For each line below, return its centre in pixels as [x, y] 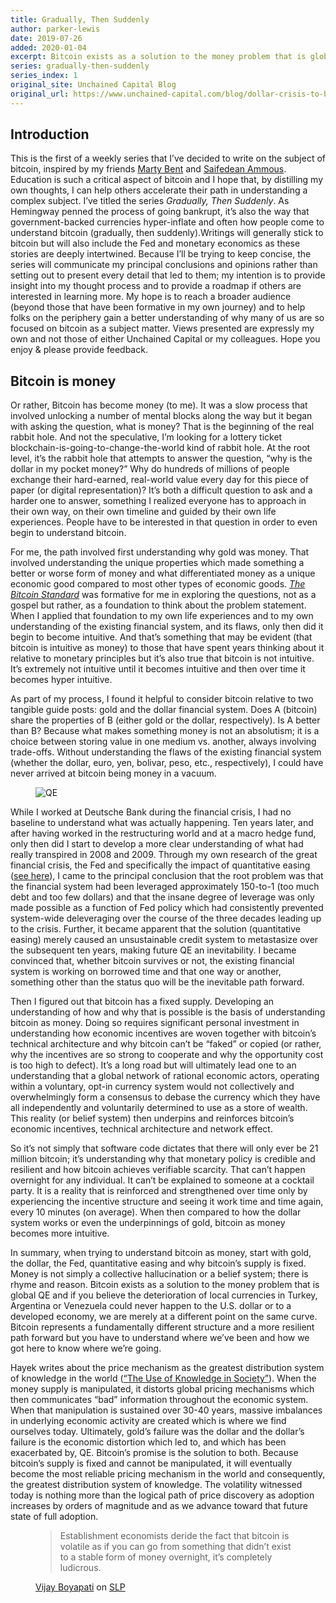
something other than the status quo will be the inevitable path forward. [157, 982]
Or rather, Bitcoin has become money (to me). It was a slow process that [159, 405]
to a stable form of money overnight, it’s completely [166, 1557]
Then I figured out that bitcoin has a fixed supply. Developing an [142, 1002]
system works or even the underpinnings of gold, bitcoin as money [148, 1223]
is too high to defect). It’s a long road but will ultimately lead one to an [153, 1065]
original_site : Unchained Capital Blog [93, 85]
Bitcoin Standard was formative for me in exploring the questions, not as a [163, 595]
